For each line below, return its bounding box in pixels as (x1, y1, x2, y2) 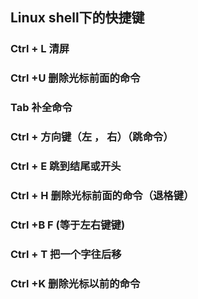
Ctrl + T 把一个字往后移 (10, 247, 122, 261)
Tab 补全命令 (10, 101, 73, 115)
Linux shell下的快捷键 (10, 9, 145, 27)
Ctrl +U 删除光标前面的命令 (10, 71, 141, 85)
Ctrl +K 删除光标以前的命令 (10, 276, 141, 290)
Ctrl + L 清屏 (10, 42, 70, 56)
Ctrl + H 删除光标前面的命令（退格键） (10, 188, 195, 202)
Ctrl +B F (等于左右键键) (10, 218, 126, 232)
